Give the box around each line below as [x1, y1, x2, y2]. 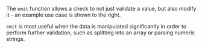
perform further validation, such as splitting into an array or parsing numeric [6, 29, 195, 36]
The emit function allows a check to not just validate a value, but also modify [6, 5, 197, 12]
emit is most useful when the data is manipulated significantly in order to [6, 23, 187, 30]
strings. [6, 36, 25, 42]
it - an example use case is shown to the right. [6, 11, 121, 18]
